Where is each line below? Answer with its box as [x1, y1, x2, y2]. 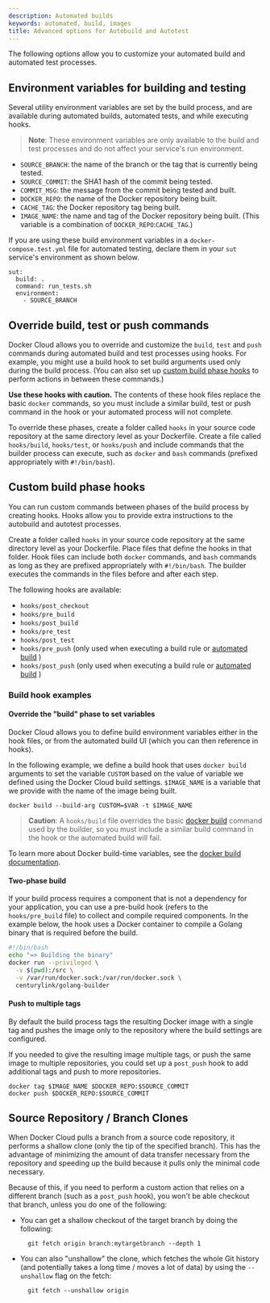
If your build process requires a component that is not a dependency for [8, 894, 247, 904]
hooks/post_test [19, 636, 75, 644]
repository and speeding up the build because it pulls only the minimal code [8, 1158, 260, 1168]
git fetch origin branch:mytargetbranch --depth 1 [27, 1240, 201, 1248]
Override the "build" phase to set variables [8, 709, 156, 719]
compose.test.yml [8, 246, 67, 254]
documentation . [8, 857, 61, 867]
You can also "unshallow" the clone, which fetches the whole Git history [19, 1254, 260, 1263]
